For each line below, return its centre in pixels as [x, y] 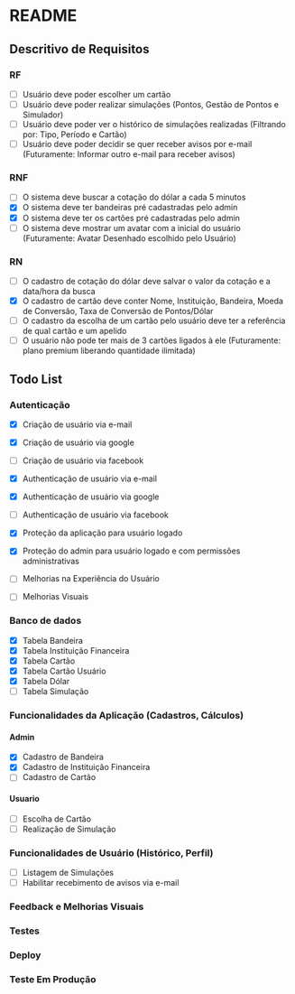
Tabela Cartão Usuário [64, 671]
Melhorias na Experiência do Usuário [91, 579]
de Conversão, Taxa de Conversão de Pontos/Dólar [118, 311]
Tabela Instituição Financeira [76, 650]
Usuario [25, 799]
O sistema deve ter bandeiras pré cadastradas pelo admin [130, 208]
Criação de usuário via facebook [83, 460]
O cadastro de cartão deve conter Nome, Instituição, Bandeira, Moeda [153, 301]
